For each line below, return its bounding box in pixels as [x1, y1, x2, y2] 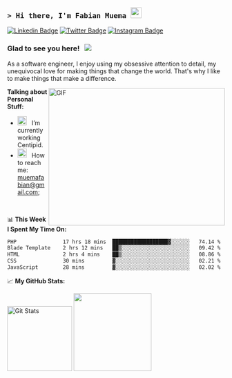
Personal [7, 95, 34, 103]
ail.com [17, 187, 39, 196]
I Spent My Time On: [7, 225, 67, 233]
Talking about [7, 87, 48, 96]
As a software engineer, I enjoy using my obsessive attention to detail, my [7, 59, 217, 68]
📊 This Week [7, 215, 46, 223]
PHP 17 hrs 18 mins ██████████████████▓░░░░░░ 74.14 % [7, 238, 221, 245]
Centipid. [17, 140, 43, 149]
